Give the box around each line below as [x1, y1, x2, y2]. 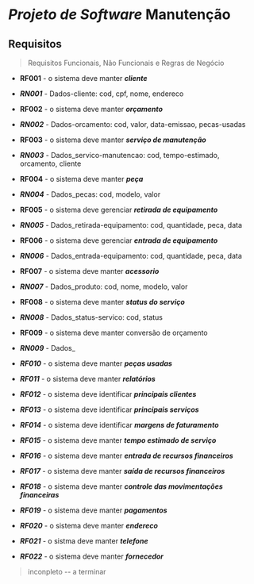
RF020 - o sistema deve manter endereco [19, 521, 159, 530]
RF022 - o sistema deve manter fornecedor [19, 551, 164, 561]
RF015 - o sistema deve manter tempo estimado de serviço [19, 436, 217, 445]
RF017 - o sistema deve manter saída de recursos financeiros [19, 467, 225, 475]
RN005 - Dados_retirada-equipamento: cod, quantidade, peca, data [19, 221, 243, 229]
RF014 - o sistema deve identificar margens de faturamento [19, 421, 219, 429]
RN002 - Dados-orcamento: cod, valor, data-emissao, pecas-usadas [19, 120, 246, 129]
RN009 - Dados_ [19, 344, 75, 352]
